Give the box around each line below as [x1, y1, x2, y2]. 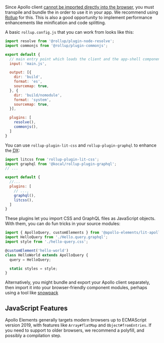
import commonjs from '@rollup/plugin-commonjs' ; [5, 43, 108, 48]
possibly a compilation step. [5, 333, 61, 339]
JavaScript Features [5, 304, 68, 312]
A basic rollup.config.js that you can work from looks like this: [5, 29, 134, 35]
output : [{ [9, 70, 32, 75]
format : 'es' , [14, 79, 42, 84]
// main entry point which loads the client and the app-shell [9, 56, 141, 62]
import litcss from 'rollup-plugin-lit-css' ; [5, 157, 99, 162]
